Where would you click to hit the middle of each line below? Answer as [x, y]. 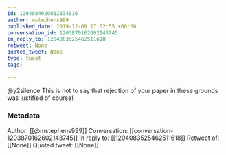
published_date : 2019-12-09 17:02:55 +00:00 [72, 26]
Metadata [23, 116]
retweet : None [27, 45]
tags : [15, 65]
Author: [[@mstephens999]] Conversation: [68, 130]
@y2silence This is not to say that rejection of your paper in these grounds [113, 90]
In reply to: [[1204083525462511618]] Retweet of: [149, 138]
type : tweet [24, 59]
